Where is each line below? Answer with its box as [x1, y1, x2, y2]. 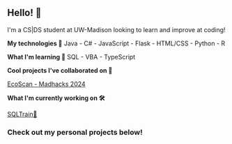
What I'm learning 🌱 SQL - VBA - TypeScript [7, 52, 136, 61]
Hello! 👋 [7, 7, 42, 19]
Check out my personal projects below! [7, 127, 143, 137]
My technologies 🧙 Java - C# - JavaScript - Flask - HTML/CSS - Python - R [7, 39, 226, 48]
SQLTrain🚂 [7, 110, 38, 118]
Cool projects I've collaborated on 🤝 [7, 66, 113, 74]
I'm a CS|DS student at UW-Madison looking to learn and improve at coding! [7, 25, 226, 34]
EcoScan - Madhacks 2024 [7, 80, 86, 88]
